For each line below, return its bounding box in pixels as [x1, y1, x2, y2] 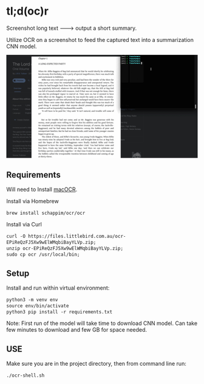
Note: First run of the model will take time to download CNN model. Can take [6, 319, 198, 327]
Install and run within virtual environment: [6, 284, 110, 291]
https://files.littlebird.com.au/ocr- [28, 233, 126, 240]
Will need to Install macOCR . [6, 186, 78, 193]
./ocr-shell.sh [6, 372, 45, 379]
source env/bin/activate [6, 303, 69, 309]
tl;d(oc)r [6, 4, 49, 18]
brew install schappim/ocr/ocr [6, 210, 86, 217]
